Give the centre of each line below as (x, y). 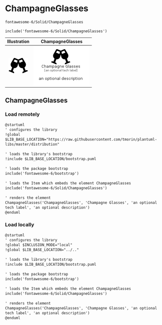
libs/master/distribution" (32, 144)
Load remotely (23, 114)
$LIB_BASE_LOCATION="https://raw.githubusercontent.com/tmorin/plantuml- (81, 139)
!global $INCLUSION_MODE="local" (39, 245)
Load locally (20, 224)
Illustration (18, 41)
